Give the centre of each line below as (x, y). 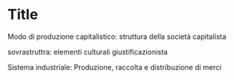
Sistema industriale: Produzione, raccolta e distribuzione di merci (115, 67)
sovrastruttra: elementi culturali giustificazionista (88, 51)
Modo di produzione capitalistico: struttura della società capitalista (117, 36)
